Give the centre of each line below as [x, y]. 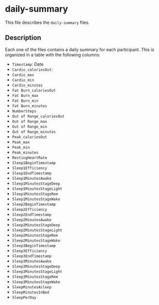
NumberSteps [24, 111]
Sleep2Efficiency [30, 210]
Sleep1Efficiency [30, 168]
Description [23, 38]
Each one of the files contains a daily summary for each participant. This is [79, 49]
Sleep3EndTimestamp [32, 256]
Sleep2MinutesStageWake [36, 240]
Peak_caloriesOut [30, 137]
